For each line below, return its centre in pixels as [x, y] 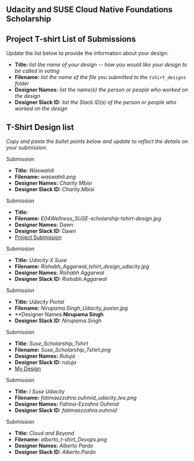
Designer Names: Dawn [44, 225]
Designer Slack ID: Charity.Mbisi [54, 189]
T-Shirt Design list [40, 127]
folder [22, 84]
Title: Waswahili [34, 171]
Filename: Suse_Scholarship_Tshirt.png [63, 350]
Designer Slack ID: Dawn [45, 231]
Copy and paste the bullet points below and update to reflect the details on [97, 142]
